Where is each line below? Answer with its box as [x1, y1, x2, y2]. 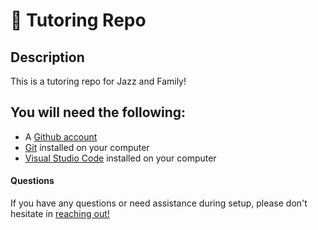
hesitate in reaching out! [10, 208, 110, 220]
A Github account [24, 130, 98, 143]
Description [10, 49, 85, 66]
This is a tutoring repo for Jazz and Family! [10, 75, 187, 87]
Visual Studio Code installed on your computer [24, 152, 217, 164]
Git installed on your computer [24, 141, 150, 153]
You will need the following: [10, 104, 187, 121]
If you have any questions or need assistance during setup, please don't [10, 197, 308, 209]
